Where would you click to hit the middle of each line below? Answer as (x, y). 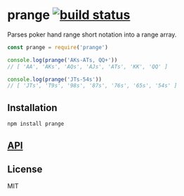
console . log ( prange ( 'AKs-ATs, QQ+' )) (63, 60)
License (25, 169)
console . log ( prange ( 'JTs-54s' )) (54, 79)
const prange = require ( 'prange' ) (58, 47)
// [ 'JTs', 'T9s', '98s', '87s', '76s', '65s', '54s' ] (92, 86)
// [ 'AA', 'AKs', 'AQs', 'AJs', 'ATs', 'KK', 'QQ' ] (88, 67)
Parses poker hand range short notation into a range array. (92, 34)
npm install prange (36, 124)
